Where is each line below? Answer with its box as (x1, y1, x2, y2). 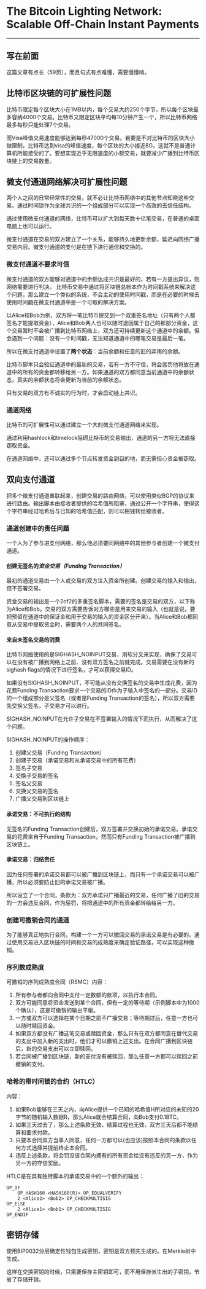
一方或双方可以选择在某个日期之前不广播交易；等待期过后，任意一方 (15, 1014, 188, 1022)
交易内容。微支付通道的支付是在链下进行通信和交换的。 (6, 243, 146, 251)
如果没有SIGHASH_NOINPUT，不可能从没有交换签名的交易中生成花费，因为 (6, 679, 197, 686)
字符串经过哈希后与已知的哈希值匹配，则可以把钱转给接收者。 (11, 507, 167, 514)
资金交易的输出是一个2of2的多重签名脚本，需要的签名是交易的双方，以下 (6, 598, 190, 605)
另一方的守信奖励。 (15, 1159, 64, 1167)
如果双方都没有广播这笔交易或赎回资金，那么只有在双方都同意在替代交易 (15, 1030, 198, 1037)
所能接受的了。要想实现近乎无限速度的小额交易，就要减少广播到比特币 (17, 149, 194, 157)
